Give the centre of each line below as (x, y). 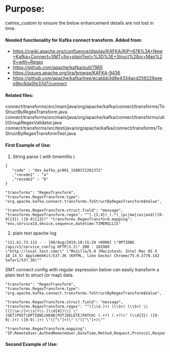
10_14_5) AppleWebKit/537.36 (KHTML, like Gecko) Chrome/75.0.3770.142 (82, 255)
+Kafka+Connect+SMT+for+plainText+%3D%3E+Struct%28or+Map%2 (88, 57)
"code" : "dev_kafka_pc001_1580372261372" (57, 170)
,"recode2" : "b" (30, 179)
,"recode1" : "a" (30, 175)
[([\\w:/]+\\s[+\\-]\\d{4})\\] (38, 311)
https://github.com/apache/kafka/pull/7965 (58, 68)
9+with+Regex (28, 62)
